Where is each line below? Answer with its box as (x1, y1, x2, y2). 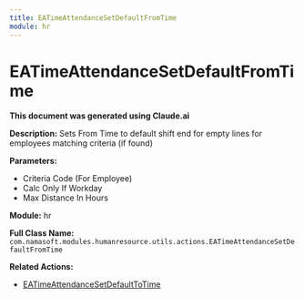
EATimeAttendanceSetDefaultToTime (22, 279, 161, 290)
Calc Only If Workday (22, 183, 103, 194)
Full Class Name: (9, 228, 75, 239)
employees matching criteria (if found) (9, 138, 153, 149)
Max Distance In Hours (22, 192, 109, 203)
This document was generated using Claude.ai (9, 110, 190, 121)
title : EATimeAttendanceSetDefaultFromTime (9, 13, 177, 23)
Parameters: (9, 156, 57, 167)
